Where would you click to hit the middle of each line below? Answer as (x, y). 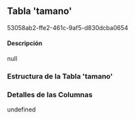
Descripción (25, 43)
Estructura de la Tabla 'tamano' (60, 76)
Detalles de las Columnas (50, 94)
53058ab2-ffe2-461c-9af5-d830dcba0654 (67, 27)
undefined (21, 109)
